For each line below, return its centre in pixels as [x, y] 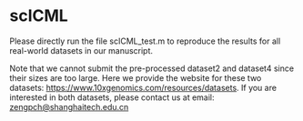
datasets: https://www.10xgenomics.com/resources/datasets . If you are [143, 87]
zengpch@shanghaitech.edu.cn [69, 106]
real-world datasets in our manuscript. [81, 50]
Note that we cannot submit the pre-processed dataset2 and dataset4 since [151, 68]
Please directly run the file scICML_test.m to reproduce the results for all [145, 41]
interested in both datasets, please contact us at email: [112, 97]
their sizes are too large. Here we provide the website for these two [136, 77]
